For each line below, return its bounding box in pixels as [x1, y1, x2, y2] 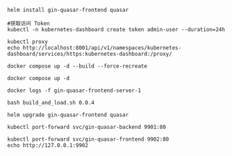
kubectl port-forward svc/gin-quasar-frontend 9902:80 [7, 136, 169, 143]
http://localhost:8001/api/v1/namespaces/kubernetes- [22, 45, 182, 52]
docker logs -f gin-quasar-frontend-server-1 [7, 87, 141, 94]
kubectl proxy [7, 38, 49, 45]
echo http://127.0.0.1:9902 [7, 142, 89, 149]
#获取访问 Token [7, 20, 50, 27]
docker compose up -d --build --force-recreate [7, 63, 148, 70]
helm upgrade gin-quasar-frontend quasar [7, 111, 129, 118]
